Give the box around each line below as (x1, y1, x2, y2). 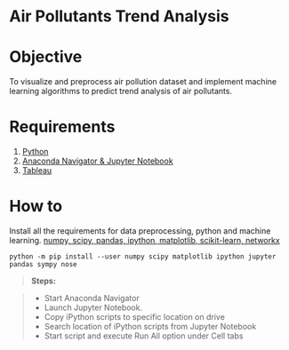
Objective (9, 47, 83, 68)
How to (9, 196, 63, 217)
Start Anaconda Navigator (44, 293, 140, 303)
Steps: (30, 275, 56, 286)
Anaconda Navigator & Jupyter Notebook (21, 155, 173, 166)
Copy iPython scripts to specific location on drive (44, 312, 225, 322)
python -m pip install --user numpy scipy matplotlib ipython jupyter (9, 252, 277, 261)
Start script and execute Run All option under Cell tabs (44, 330, 244, 341)
